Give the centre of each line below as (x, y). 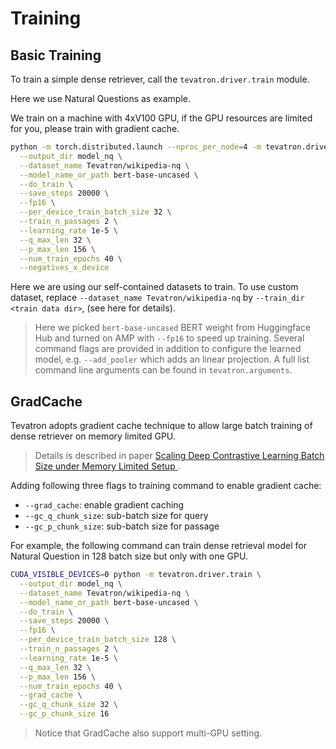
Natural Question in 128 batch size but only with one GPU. (129, 556)
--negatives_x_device (64, 268)
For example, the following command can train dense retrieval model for (158, 546)
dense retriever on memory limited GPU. (93, 436)
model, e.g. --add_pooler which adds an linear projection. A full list (172, 359)
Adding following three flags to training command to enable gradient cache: (166, 486)
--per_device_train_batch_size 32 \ (95, 212)
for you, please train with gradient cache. (95, 128)
